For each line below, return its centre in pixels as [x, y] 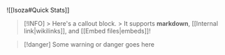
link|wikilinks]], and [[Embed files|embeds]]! [87, 31]
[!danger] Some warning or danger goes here [89, 44]
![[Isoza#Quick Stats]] [38, 10]
